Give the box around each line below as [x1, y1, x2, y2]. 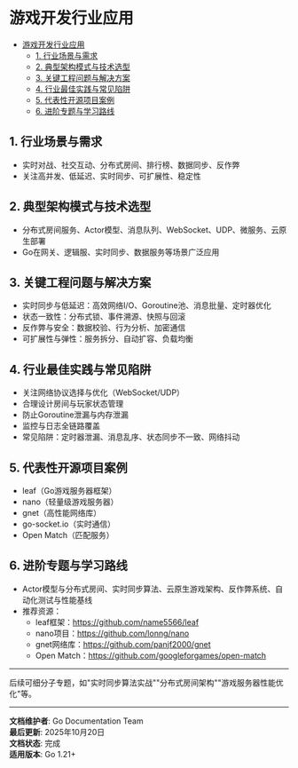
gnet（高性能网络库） [21, 508, 102, 518]
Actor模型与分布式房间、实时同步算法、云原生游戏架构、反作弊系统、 [21, 583, 276, 594]
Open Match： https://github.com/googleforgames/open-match [35, 650, 267, 661]
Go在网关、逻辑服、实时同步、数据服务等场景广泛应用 [21, 246, 220, 257]
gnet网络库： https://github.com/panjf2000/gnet [35, 638, 211, 649]
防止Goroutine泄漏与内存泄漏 [21, 409, 129, 420]
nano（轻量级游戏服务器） [21, 496, 119, 507]
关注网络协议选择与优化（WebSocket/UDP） [21, 387, 184, 398]
